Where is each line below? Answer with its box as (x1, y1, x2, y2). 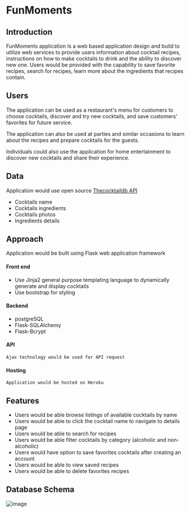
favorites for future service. (6, 119, 72, 126)
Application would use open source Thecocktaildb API (6, 186, 138, 194)
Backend (6, 302, 28, 309)
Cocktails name (14, 198, 53, 205)
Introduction (6, 27, 53, 37)
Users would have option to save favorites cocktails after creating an (14, 449, 181, 456)
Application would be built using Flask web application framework (6, 249, 166, 256)
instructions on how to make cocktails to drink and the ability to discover (6, 55, 182, 62)
